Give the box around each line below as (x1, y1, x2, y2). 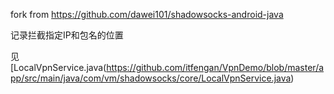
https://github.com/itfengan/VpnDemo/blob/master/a (106, 62, 325, 73)
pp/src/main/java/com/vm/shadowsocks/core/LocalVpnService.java (10, 72, 292, 84)
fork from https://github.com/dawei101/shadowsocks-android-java (10, 9, 284, 20)
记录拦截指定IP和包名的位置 (10, 29, 124, 41)
